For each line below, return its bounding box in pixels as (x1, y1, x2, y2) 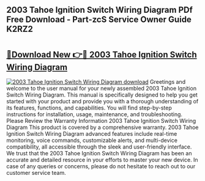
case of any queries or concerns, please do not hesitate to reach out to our (6, 163, 196, 170)
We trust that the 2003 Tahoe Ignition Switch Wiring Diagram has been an (6, 150, 192, 157)
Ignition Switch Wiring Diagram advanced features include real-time (6, 130, 177, 137)
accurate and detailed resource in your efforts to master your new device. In (6, 156, 198, 163)
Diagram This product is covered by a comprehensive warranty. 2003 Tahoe (6, 124, 199, 131)
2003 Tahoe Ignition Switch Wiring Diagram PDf (6, 5, 193, 15)
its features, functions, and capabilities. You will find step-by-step (6, 104, 173, 111)
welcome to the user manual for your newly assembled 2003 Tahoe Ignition (6, 85, 197, 92)
